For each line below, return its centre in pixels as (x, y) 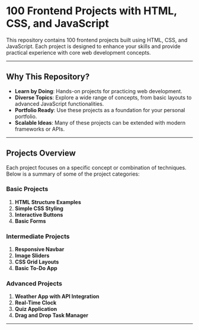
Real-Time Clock (36, 303)
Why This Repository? (48, 77)
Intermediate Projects (38, 236)
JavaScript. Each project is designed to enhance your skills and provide (93, 46)
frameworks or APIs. (40, 129)
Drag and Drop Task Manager (52, 315)
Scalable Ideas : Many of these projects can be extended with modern (100, 122)
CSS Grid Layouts (37, 262)
